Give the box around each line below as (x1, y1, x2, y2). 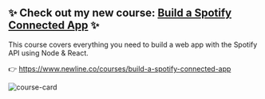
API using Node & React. (8, 48, 89, 58)
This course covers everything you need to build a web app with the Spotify (8, 40, 258, 49)
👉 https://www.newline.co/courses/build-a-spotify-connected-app (8, 63, 231, 74)
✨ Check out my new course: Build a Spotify (8, 6, 232, 20)
